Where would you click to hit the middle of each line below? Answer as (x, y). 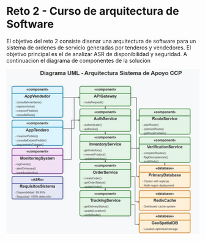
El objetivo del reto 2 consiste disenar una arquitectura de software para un (101, 41)
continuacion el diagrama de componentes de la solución (79, 60)
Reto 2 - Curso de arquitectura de (93, 11)
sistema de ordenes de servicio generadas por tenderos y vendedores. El (99, 48)
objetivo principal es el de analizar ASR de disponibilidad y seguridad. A (97, 54)
